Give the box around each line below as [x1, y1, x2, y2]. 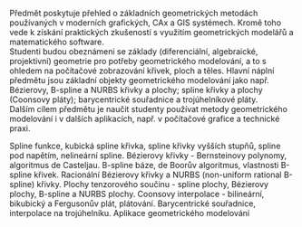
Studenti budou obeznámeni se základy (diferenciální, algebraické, [9, 46, 258, 57]
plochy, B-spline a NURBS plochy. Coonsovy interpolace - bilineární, [9, 189, 265, 199]
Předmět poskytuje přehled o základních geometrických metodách [9, 8, 258, 18]
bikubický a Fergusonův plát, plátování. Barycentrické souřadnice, [9, 198, 257, 209]
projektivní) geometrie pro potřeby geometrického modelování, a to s [9, 56, 267, 66]
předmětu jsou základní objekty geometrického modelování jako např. [9, 75, 269, 85]
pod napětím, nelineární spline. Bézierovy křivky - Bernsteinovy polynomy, [9, 150, 287, 161]
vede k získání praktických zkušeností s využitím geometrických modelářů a [9, 27, 294, 37]
